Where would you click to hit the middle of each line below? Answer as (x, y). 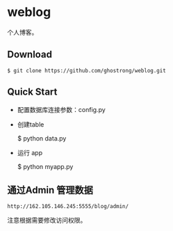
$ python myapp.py (45, 166)
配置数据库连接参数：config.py (61, 109)
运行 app (30, 152)
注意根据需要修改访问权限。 (47, 221)
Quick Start (32, 92)
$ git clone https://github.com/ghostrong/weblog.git (87, 70)
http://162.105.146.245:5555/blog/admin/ (68, 207)
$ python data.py (42, 138)
